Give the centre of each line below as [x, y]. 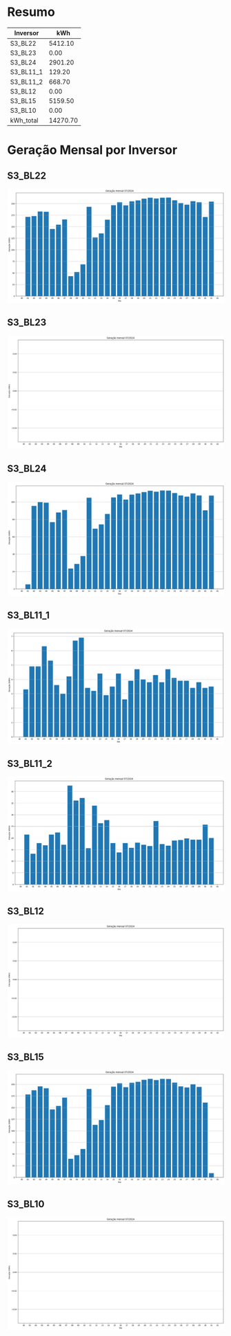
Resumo [31, 12]
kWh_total [24, 120]
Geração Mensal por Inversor [92, 150]
